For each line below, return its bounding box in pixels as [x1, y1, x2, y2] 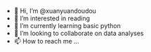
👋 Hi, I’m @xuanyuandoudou [13, 7, 97, 15]
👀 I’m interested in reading [13, 14, 90, 22]
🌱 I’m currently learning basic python [13, 22, 122, 30]
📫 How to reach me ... [13, 37, 79, 45]
